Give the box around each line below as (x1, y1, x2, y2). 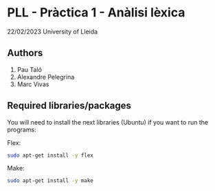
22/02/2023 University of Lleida (7, 27, 98, 36)
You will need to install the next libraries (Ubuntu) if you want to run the (7, 118, 208, 126)
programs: (7, 125, 36, 133)
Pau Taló (16, 65, 43, 73)
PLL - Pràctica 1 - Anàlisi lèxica (7, 5, 185, 21)
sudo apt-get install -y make (7, 177, 94, 184)
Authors (7, 47, 43, 59)
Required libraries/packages (7, 100, 132, 112)
